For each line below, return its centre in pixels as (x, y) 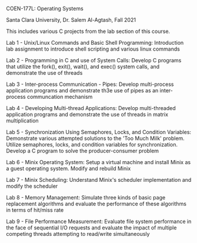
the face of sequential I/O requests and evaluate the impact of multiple (91, 228)
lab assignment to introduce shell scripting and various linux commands (93, 49)
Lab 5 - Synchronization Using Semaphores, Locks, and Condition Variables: (99, 132)
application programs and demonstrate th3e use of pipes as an (82, 90)
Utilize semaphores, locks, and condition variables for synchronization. (92, 144)
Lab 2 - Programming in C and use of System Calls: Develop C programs (94, 60)
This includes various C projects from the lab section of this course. (88, 31)
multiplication (23, 121)
